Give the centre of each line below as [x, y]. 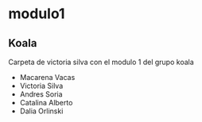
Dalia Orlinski [41, 111]
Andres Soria [41, 94]
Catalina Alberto [46, 103]
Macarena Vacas [47, 77]
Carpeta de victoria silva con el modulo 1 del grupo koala [101, 62]
